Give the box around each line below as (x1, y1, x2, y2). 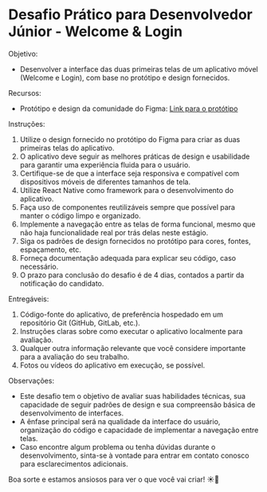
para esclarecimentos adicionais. (19, 459, 129, 468)
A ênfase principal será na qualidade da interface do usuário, (19, 416, 221, 426)
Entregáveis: (8, 293, 49, 304)
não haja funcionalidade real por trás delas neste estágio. (19, 227, 209, 237)
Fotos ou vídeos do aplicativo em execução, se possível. (19, 360, 206, 370)
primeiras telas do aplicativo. (19, 143, 115, 152)
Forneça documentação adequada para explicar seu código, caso (19, 253, 237, 262)
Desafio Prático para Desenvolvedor (8, 6, 253, 24)
